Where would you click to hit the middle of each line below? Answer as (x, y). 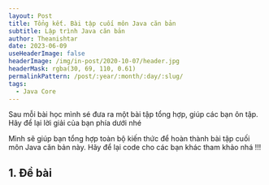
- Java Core (36, 91)
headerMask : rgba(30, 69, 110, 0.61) (72, 69)
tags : (17, 84)
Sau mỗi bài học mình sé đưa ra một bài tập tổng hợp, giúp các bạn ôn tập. (133, 114)
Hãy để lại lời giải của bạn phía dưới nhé (75, 123)
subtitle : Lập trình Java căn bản (67, 31)
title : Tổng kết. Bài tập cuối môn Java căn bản (92, 24)
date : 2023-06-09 (38, 46)
